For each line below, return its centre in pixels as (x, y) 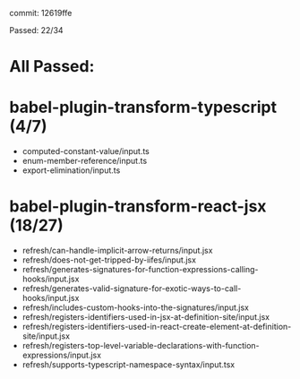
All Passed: (52, 67)
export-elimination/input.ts (71, 170)
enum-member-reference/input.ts (85, 161)
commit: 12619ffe (41, 13)
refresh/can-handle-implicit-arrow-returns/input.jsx (117, 251)
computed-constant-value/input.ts (86, 151)
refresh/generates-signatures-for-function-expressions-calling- (140, 270)
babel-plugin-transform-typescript (143, 108)
